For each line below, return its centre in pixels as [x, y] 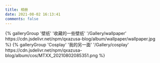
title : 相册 [17, 10]
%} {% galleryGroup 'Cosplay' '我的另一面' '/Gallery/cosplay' [67, 45]
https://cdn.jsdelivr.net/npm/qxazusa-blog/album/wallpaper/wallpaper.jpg [80, 39]
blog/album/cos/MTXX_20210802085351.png [51, 56]
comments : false [22, 19]
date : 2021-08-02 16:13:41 [33, 14]
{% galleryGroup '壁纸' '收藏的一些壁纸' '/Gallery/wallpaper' [66, 33]
